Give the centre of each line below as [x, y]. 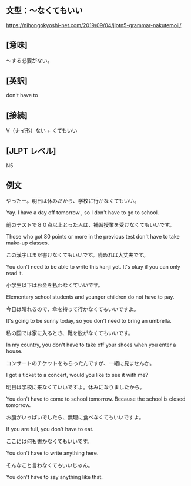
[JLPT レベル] [31, 151]
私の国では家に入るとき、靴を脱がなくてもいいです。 [70, 333]
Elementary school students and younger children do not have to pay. [90, 297]
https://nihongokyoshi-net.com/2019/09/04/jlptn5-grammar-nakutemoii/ [94, 25]
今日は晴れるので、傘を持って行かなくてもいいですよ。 [73, 309]
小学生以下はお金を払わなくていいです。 [55, 285]
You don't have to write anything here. [52, 453]
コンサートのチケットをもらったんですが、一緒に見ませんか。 [81, 363]
